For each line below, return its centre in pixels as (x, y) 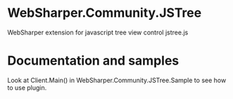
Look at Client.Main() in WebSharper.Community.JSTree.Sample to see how (117, 80)
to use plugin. (27, 87)
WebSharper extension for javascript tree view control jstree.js (98, 32)
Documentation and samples (93, 61)
